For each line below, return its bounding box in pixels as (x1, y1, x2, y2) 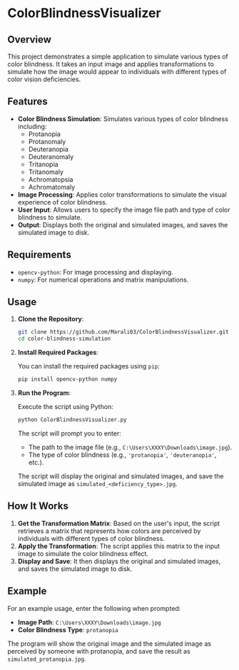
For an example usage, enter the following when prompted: (7, 604, 181, 612)
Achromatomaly (28, 182, 76, 191)
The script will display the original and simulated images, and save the (17, 472, 224, 480)
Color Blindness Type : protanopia (17, 625, 119, 634)
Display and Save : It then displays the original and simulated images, (17, 557, 221, 565)
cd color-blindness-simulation (17, 335, 111, 343)
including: (17, 122, 47, 130)
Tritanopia (28, 160, 59, 168)
